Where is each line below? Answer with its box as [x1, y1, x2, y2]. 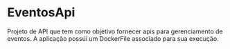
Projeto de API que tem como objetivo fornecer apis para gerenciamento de [7, 27, 223, 35]
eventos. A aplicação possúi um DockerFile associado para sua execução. [7, 34, 220, 42]
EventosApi [7, 5, 76, 20]
